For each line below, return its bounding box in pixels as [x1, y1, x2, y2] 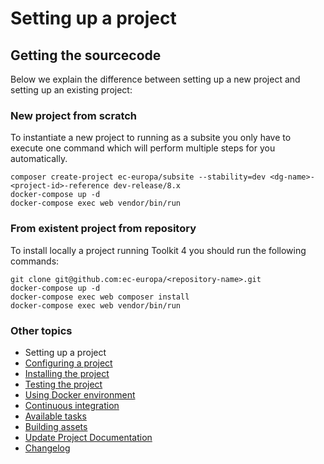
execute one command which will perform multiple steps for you [10, 142, 276, 154]
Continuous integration [24, 399, 120, 411]
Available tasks [24, 410, 87, 422]
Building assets [24, 420, 88, 432]
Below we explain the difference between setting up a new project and [10, 73, 301, 85]
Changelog [24, 442, 71, 454]
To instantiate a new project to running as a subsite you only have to [10, 132, 292, 144]
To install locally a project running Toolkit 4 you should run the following [10, 244, 307, 256]
